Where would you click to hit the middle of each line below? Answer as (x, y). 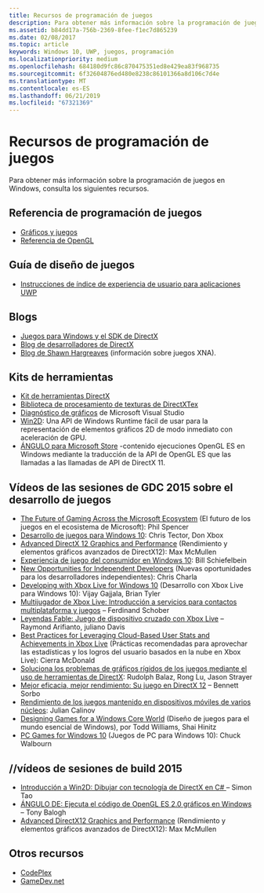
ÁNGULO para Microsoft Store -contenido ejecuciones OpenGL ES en (132, 446)
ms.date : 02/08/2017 (43, 37)
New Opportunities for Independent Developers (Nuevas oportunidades (136, 569)
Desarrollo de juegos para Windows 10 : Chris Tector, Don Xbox (122, 535)
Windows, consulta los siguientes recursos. (79, 188)
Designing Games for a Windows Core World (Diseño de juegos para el (135, 719)
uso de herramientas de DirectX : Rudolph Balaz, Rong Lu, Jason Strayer (136, 677)
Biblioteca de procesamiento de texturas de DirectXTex (109, 404)
